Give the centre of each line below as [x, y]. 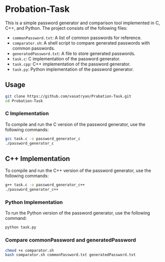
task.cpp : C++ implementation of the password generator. [71, 64]
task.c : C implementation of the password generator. [66, 58]
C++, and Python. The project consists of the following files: [66, 28]
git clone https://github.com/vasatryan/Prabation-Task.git [68, 96]
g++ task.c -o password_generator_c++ [45, 185]
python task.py [21, 227]
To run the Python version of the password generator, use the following [78, 213]
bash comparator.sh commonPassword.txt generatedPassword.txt [70, 255]
